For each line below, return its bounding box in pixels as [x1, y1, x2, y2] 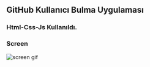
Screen [6, 40, 29, 48]
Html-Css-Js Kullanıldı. [6, 23, 78, 32]
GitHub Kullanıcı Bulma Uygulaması [6, 5, 144, 15]
